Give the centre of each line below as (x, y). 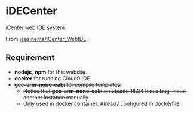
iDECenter (31, 11)
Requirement (30, 58)
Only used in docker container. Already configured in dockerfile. (102, 103)
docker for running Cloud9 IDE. (53, 78)
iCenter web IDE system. (36, 27)
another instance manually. (56, 97)
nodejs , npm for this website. (50, 72)
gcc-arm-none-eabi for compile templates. (68, 84)
